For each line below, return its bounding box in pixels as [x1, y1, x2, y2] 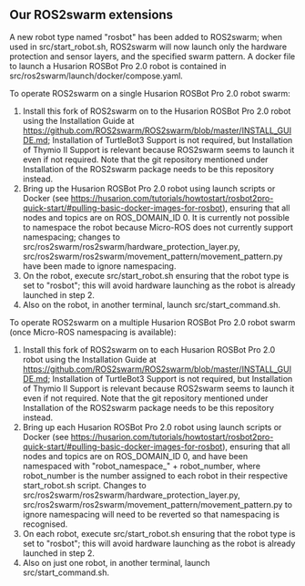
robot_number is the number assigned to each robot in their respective [22, 469, 289, 481]
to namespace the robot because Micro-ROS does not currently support [22, 221, 294, 232]
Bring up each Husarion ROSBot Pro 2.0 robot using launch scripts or [22, 421, 282, 432]
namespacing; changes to [22, 231, 121, 242]
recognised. [22, 519, 68, 529]
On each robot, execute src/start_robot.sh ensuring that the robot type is [22, 528, 296, 539]
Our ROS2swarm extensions [9, 7, 174, 23]
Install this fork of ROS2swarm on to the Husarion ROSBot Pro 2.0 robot [22, 105, 291, 117]
